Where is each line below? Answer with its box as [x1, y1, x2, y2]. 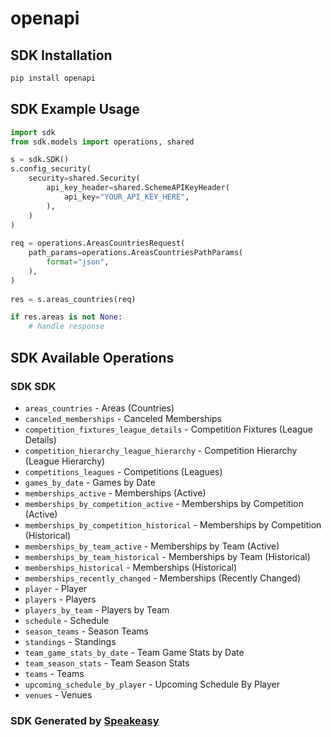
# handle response [28, 322, 105, 332]
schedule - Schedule [24, 614, 110, 626]
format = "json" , [46, 257, 110, 267]
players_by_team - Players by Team [24, 603, 170, 616]
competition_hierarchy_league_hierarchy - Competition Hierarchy [24, 444, 298, 456]
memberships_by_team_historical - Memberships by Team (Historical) [24, 550, 311, 562]
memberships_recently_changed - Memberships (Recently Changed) [24, 572, 302, 584]
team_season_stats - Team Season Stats [24, 657, 190, 669]
